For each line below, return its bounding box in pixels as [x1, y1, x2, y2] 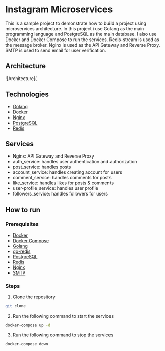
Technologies [5, 90, 49, 99]
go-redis [12, 248, 31, 254]
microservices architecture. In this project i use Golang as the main [5, 25, 144, 31]
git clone [5, 304, 26, 309]
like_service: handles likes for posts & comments [12, 180, 114, 186]
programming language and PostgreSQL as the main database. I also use [5, 31, 157, 37]
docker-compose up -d [5, 323, 51, 328]
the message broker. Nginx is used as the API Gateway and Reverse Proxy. [5, 42, 160, 48]
